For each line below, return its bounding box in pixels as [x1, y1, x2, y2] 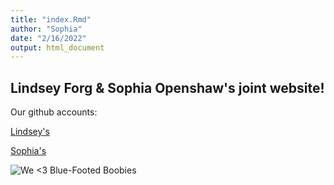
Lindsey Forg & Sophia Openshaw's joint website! [10, 79, 325, 96]
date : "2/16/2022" [10, 33, 87, 43]
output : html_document [10, 42, 105, 53]
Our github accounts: [10, 106, 98, 118]
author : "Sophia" [10, 24, 83, 34]
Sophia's [10, 145, 47, 157]
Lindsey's [10, 126, 50, 138]
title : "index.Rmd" [10, 14, 92, 25]
